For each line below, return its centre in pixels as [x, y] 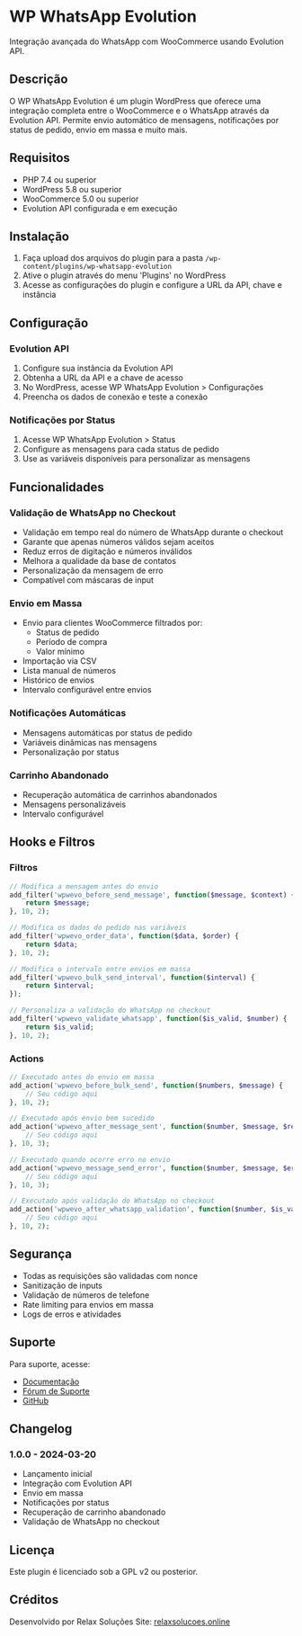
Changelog [41, 1429]
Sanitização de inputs [62, 1285]
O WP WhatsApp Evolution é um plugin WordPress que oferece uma [135, 101]
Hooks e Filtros [53, 842]
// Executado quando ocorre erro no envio [90, 1159]
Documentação [51, 1381]
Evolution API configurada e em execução [100, 208]
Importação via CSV [59, 661]
